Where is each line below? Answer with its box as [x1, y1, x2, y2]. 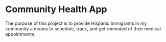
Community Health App [5, 4, 107, 15]
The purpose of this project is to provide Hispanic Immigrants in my [5, 20, 147, 26]
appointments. [5, 31, 36, 37]
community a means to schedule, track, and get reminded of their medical [5, 25, 161, 31]
